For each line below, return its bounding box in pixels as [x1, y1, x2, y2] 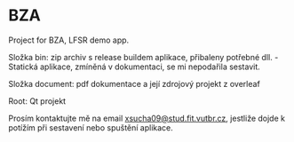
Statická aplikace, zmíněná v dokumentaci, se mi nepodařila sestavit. [8, 61, 261, 72]
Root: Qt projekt [8, 95, 67, 106]
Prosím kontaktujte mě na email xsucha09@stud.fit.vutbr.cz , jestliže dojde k [8, 113, 286, 123]
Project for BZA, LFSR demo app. [8, 35, 130, 45]
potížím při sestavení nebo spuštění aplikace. [8, 122, 174, 133]
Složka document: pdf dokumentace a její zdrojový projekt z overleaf [8, 78, 261, 89]
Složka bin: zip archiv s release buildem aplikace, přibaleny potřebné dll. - [8, 51, 279, 62]
